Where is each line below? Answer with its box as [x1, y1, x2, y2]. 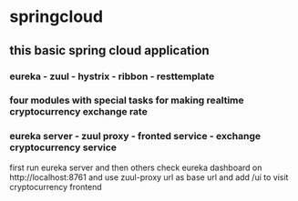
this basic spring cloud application [9, 43, 210, 58]
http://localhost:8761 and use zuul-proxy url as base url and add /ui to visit [9, 171, 289, 183]
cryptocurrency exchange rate [9, 106, 148, 118]
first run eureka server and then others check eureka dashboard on [9, 162, 262, 173]
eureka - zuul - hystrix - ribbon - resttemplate [9, 70, 215, 83]
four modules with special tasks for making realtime [9, 94, 244, 106]
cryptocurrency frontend [9, 181, 102, 192]
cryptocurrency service [9, 141, 117, 154]
